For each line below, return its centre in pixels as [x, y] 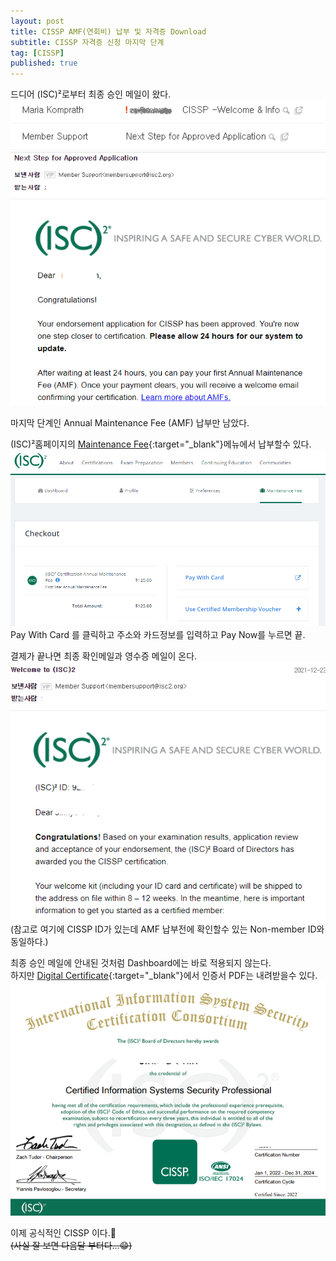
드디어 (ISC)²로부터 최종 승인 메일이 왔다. [91, 94]
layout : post [37, 21]
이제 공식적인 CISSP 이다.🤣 [63, 1233]
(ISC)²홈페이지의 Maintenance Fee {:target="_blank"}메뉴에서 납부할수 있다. [161, 444]
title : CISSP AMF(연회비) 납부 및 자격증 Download [108, 31]
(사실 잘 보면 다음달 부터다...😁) [71, 1246]
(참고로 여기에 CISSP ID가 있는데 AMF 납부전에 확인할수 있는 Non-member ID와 [167, 929]
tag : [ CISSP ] [37, 53]
